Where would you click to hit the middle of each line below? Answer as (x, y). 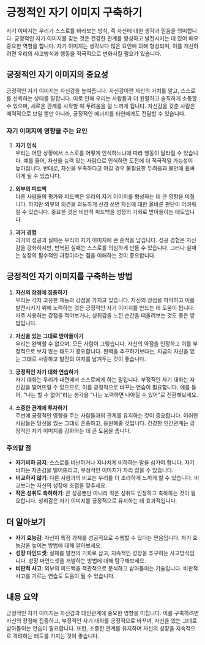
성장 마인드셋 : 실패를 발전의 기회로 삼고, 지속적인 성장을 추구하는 (92, 553)
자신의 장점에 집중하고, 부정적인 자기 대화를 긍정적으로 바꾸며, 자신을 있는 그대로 (102, 621)
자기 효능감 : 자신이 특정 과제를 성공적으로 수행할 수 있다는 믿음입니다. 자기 (103, 537)
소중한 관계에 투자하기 (41, 408)
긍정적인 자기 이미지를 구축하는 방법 (69, 277)
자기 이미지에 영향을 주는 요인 (47, 131)
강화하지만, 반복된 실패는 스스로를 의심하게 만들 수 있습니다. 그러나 (106, 248)
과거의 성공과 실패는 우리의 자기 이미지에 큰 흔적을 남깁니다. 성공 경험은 (100, 240)
